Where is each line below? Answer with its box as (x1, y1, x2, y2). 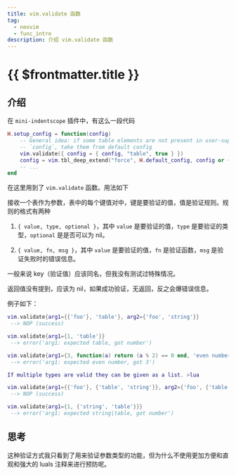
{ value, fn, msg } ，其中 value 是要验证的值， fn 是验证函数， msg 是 (17, 246, 218, 254)
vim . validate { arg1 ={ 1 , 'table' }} (7, 333, 105, 340)
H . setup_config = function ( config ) (7, 131, 112, 138)
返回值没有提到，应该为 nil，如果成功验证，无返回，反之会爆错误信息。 (7, 284, 213, 293)
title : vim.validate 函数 (7, 10, 81, 18)
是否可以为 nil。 (63, 231, 109, 239)
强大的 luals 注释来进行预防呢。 (19, 460, 111, 468)
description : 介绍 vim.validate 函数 (7, 37, 114, 44)
